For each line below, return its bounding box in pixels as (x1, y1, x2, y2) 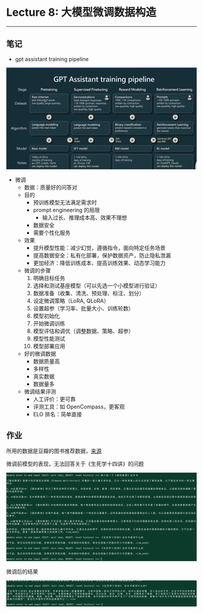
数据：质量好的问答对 (24, 184, 77, 191)
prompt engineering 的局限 (33, 206, 100, 214)
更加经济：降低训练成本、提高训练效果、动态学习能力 (33, 260, 166, 267)
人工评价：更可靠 (33, 396, 76, 403)
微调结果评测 (24, 388, 56, 395)
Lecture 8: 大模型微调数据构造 (6, 5, 156, 19)
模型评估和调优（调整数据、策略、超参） (33, 327, 134, 335)
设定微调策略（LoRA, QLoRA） (33, 297, 110, 304)
